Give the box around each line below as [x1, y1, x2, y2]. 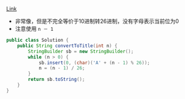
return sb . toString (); [28, 77, 85, 83]
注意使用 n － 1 [15, 25, 54, 32]
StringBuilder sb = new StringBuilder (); [28, 48, 134, 54]
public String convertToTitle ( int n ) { [17, 42, 118, 49]
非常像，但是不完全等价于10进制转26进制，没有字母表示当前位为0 [15, 18, 180, 25]
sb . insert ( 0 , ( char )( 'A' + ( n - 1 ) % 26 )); [38, 60, 150, 66]
